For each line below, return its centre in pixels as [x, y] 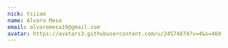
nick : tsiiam [27, 14]
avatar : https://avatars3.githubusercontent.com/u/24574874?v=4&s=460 [114, 34]
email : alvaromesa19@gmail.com [54, 27]
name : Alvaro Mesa [35, 20]
